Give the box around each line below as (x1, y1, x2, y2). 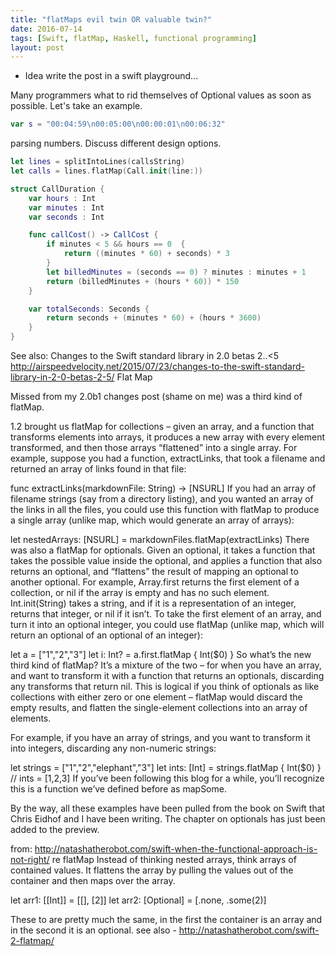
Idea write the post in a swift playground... (24, 70, 199, 82)
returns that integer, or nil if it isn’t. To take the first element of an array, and (10, 608, 322, 620)
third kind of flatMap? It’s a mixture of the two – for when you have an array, (10, 659, 322, 671)
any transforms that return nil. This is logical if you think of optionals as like (10, 681, 320, 692)
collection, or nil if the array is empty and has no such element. (10, 587, 270, 598)
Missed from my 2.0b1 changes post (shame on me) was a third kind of (10, 391, 303, 402)
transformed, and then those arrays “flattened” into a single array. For (10, 442, 298, 453)
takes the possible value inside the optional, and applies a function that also (10, 555, 323, 566)
